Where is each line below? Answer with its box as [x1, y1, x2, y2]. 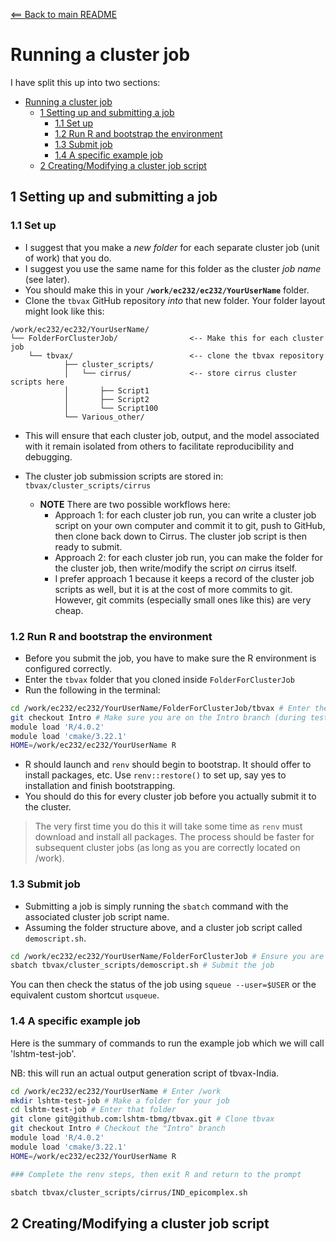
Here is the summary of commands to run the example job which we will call [10, 1037, 325, 1049]
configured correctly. [24, 662, 113, 674]
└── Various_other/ [63, 412, 145, 422]
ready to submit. [54, 540, 123, 553]
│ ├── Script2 [63, 394, 150, 404]
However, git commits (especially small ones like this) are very [54, 594, 312, 606]
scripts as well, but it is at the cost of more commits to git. [54, 583, 293, 595]
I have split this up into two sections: [10, 76, 161, 88]
